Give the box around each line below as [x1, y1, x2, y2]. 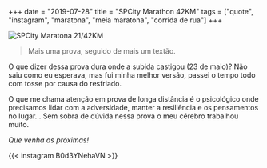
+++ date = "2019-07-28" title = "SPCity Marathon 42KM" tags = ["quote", [8, 7, 253, 16]
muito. [8, 120, 30, 129]
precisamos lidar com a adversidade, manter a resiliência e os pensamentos [8, 103, 259, 112]
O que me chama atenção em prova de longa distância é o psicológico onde [8, 94, 260, 103]
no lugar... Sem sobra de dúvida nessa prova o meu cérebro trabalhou [8, 111, 239, 121]
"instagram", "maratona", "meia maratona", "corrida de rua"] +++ [8, 15, 223, 25]
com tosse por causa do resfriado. [8, 79, 122, 88]
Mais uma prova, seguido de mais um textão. [27, 46, 176, 55]
